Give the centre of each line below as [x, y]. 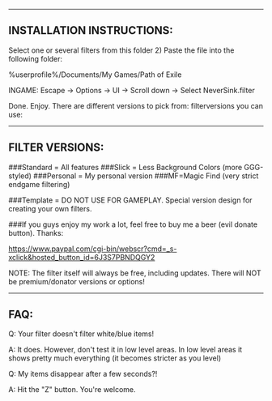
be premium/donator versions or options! [77, 281]
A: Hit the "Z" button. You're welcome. [72, 390]
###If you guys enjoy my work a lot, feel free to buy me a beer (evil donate [133, 224]
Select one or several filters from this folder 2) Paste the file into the [121, 50]
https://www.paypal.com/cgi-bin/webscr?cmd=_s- [93, 249]
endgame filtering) [39, 184]
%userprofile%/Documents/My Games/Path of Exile [95, 75]
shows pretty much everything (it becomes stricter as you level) [115, 358]
